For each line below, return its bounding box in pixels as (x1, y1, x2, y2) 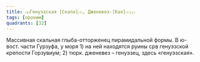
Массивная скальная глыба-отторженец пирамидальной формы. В (6, 37, 179, 44)
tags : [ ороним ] (6, 14, 44, 20)
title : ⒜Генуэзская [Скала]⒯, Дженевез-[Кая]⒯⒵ (6, 8, 135, 15)
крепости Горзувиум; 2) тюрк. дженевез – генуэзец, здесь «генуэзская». (6, 49, 195, 57)
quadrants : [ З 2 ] (6, 20, 47, 26)
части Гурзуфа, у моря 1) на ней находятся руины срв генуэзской (20, 43, 189, 50)
